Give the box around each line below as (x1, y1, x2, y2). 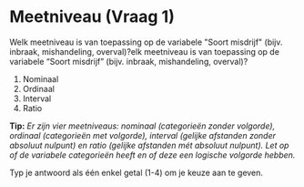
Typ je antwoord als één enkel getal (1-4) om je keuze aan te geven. (9, 167, 264, 178)
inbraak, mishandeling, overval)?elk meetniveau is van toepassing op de (9, 46, 280, 57)
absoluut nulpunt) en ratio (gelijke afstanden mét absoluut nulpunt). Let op (9, 140, 289, 151)
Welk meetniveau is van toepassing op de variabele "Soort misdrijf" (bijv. (9, 36, 283, 47)
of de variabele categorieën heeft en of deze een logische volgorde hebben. (9, 149, 296, 161)
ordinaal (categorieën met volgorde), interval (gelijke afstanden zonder (9, 130, 276, 140)
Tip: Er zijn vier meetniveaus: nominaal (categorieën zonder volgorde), (9, 120, 276, 131)
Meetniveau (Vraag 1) (9, 6, 175, 27)
